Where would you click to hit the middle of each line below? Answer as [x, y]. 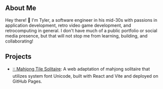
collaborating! [19, 41]
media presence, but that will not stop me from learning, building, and [76, 36]
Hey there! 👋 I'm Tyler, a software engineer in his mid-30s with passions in [81, 20]
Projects [18, 57]
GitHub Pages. [27, 81]
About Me [21, 8]
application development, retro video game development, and [68, 25]
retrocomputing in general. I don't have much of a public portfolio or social [81, 30]
